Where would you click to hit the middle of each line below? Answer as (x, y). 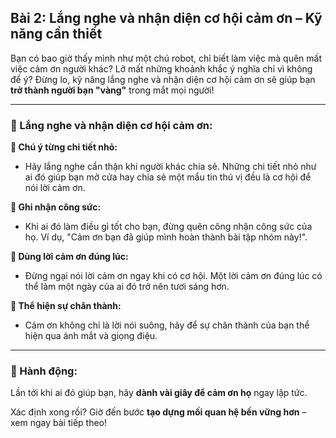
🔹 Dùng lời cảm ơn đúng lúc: (69, 257)
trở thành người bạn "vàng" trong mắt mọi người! (112, 90)
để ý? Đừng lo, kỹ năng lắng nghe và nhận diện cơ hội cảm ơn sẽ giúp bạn (163, 79)
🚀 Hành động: (44, 371)
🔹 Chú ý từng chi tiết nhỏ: (64, 147)
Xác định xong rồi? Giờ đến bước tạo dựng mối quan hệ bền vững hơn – (158, 412)
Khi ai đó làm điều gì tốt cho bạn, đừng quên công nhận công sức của (168, 227)
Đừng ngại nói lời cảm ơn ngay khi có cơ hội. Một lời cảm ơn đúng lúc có (173, 276)
